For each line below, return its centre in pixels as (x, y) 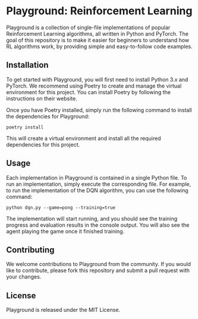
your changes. (24, 277)
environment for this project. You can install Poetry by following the (89, 92)
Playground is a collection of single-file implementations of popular (88, 27)
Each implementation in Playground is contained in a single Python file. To (97, 177)
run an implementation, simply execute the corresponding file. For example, (99, 184)
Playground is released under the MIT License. (63, 310)
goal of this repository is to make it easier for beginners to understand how (98, 40)
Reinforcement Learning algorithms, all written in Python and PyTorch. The (98, 33)
